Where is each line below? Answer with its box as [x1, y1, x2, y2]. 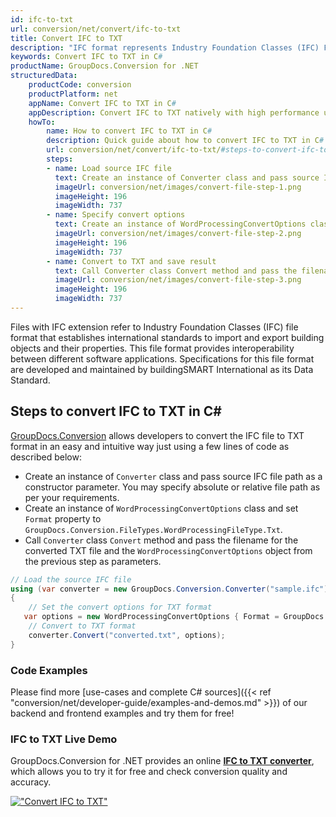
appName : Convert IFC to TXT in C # [28, 98, 177, 108]
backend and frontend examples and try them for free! [10, 707, 235, 719]
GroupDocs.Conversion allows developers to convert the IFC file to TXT [10, 429, 305, 441]
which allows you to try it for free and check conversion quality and [10, 766, 288, 778]
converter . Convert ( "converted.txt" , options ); [28, 630, 226, 640]
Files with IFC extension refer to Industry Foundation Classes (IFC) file [10, 321, 299, 333]
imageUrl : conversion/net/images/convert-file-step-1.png [54, 182, 302, 192]
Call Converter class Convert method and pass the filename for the [24, 534, 299, 546]
